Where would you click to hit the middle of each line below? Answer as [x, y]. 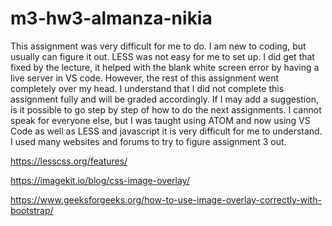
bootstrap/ [32, 210]
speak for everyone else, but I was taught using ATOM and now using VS [160, 120]
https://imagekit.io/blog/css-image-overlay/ [100, 180]
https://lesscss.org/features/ [69, 161]
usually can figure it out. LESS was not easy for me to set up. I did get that [162, 56]
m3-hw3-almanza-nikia [111, 18]
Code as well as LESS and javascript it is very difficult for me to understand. [166, 131]
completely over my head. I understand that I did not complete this [147, 88]
